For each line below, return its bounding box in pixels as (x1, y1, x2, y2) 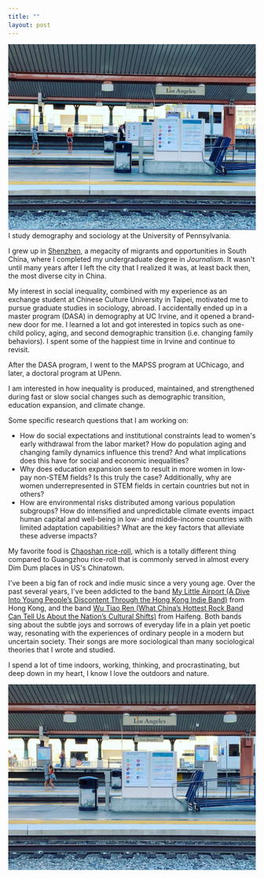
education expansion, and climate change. (8, 400, 145, 410)
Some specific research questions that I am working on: (8, 415, 189, 424)
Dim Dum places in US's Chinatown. (8, 563, 125, 572)
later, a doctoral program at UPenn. (8, 368, 122, 377)
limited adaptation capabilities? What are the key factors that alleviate (19, 523, 245, 532)
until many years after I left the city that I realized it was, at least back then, (8, 263, 251, 272)
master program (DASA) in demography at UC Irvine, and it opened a (8, 311, 231, 321)
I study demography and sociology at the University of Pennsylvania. (8, 230, 232, 240)
